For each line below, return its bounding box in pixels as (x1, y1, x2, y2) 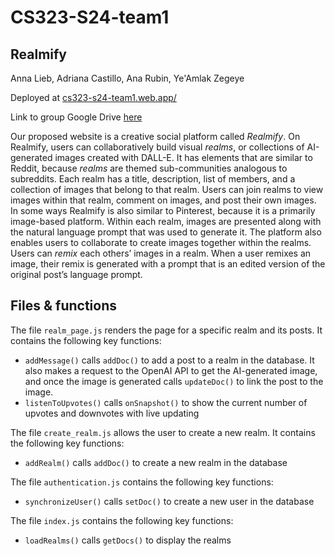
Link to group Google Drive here (10, 111, 143, 123)
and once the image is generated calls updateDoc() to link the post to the (24, 375, 324, 387)
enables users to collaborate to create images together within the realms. (10, 237, 312, 248)
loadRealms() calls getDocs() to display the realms (24, 534, 232, 546)
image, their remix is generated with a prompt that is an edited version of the (10, 258, 326, 270)
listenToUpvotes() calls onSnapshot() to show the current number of (24, 396, 308, 408)
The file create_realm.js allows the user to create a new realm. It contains (10, 426, 316, 438)
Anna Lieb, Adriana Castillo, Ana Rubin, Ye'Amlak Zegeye (10, 72, 245, 84)
